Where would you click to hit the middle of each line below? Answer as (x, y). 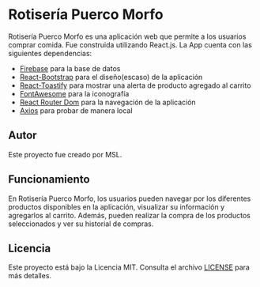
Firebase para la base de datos (70, 68)
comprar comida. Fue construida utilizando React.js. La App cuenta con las (130, 44)
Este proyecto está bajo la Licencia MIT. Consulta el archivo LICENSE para (129, 267)
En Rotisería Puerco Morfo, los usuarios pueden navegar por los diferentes (130, 198)
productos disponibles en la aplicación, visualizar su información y (117, 206)
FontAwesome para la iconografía (74, 93)
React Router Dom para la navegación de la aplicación (107, 102)
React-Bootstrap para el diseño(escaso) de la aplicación (111, 77)
